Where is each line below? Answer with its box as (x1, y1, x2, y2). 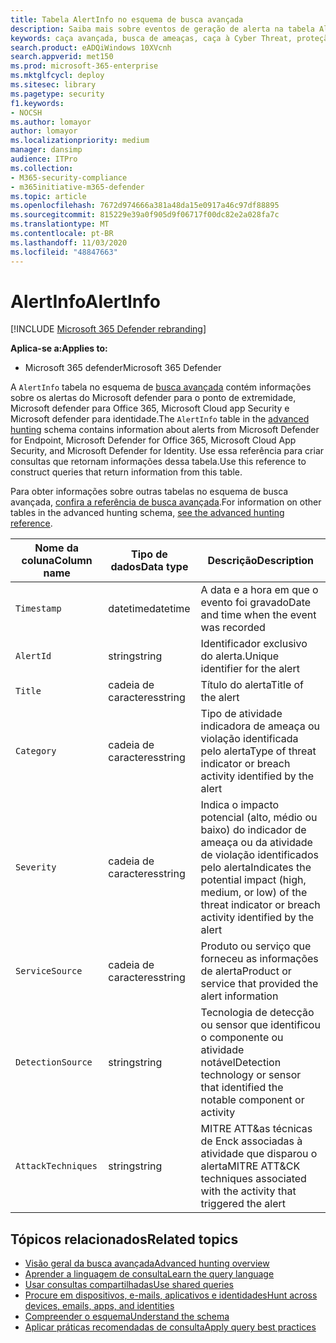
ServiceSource (15, 966, 83, 977)
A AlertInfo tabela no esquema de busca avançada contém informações (10, 381, 312, 393)
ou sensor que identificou (200, 1018, 321, 1032)
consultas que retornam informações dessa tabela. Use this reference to (10, 456, 307, 468)
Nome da (34, 541, 80, 555)
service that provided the (200, 977, 319, 991)
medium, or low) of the (200, 886, 308, 900)
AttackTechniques (15, 1161, 98, 1172)
